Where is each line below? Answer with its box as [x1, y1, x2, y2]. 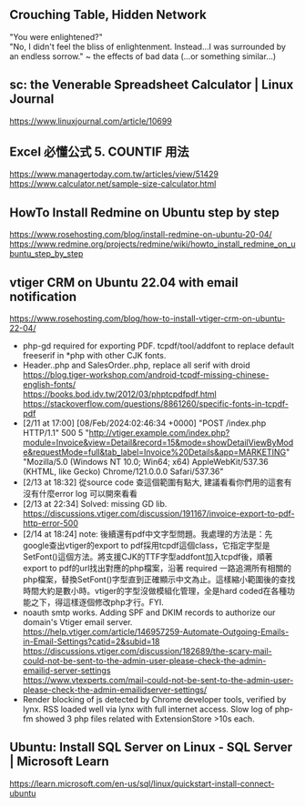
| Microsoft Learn [9, 754, 109, 770]
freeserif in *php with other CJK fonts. [22, 350, 167, 361]
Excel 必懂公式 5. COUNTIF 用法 [9, 145, 189, 160]
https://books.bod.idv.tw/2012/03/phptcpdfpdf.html [22, 388, 217, 399]
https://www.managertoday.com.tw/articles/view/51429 [9, 168, 219, 180]
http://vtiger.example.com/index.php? [88, 428, 230, 439]
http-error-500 [22, 518, 79, 529]
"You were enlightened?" [9, 31, 103, 42]
